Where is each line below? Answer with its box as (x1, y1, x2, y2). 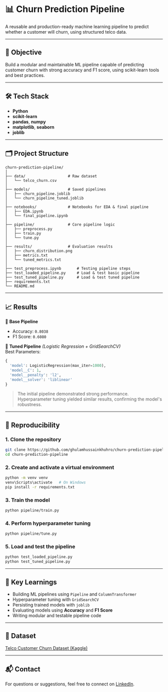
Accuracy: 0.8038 (12, 328, 48, 334)
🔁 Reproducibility (5, 421, 60, 429)
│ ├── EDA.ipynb (5, 209, 43, 214)
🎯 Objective (5, 48, 42, 57)
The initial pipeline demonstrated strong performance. (17, 391, 129, 397)
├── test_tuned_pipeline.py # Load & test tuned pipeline (5, 275, 140, 280)
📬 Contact (5, 665, 40, 673)
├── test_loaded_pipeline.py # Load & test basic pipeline (5, 270, 140, 276)
